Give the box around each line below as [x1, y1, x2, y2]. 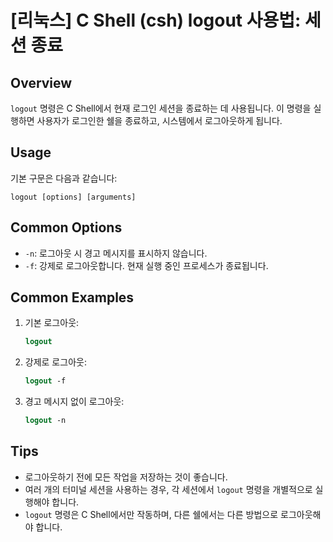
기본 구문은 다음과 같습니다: [10, 172, 118, 184]
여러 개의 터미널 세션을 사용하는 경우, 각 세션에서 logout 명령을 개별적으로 [24, 483, 313, 495]
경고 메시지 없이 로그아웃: [24, 396, 125, 408]
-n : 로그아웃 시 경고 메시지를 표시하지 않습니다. [24, 247, 208, 259]
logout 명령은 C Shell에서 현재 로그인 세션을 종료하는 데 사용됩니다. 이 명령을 [10, 102, 312, 114]
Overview [10, 74, 73, 91]
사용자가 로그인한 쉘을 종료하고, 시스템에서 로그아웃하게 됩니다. [36, 115, 283, 126]
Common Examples [10, 289, 135, 306]
